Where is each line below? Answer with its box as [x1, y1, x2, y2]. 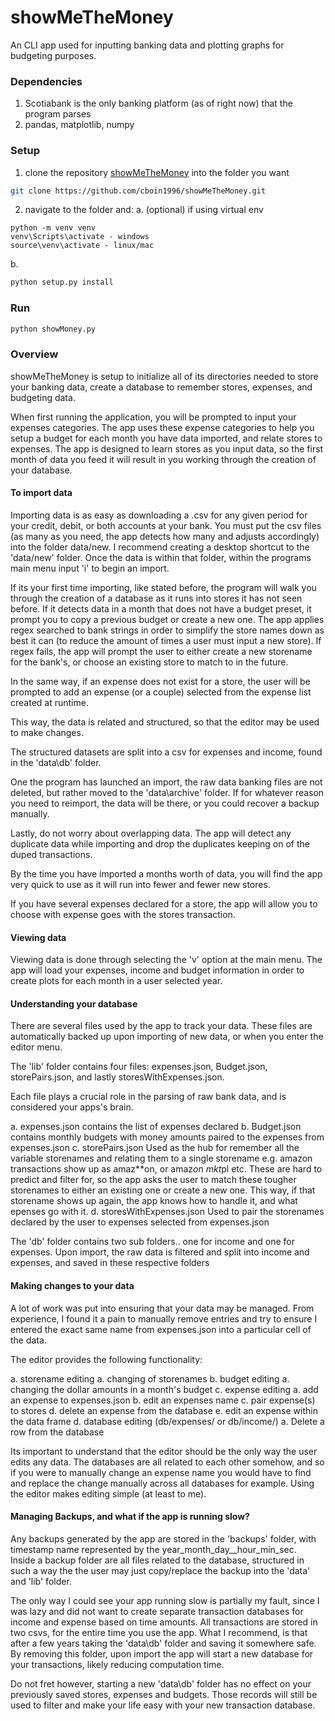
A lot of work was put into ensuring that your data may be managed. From [10, 1302, 315, 1314]
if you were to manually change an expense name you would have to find [10, 1466, 312, 1478]
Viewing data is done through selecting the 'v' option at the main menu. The [10, 954, 323, 966]
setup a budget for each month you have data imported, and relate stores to [10, 432, 323, 444]
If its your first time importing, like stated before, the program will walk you [10, 581, 317, 593]
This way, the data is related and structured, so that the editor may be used [10, 716, 320, 728]
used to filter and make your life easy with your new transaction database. [10, 1699, 316, 1711]
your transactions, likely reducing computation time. [10, 1658, 225, 1670]
